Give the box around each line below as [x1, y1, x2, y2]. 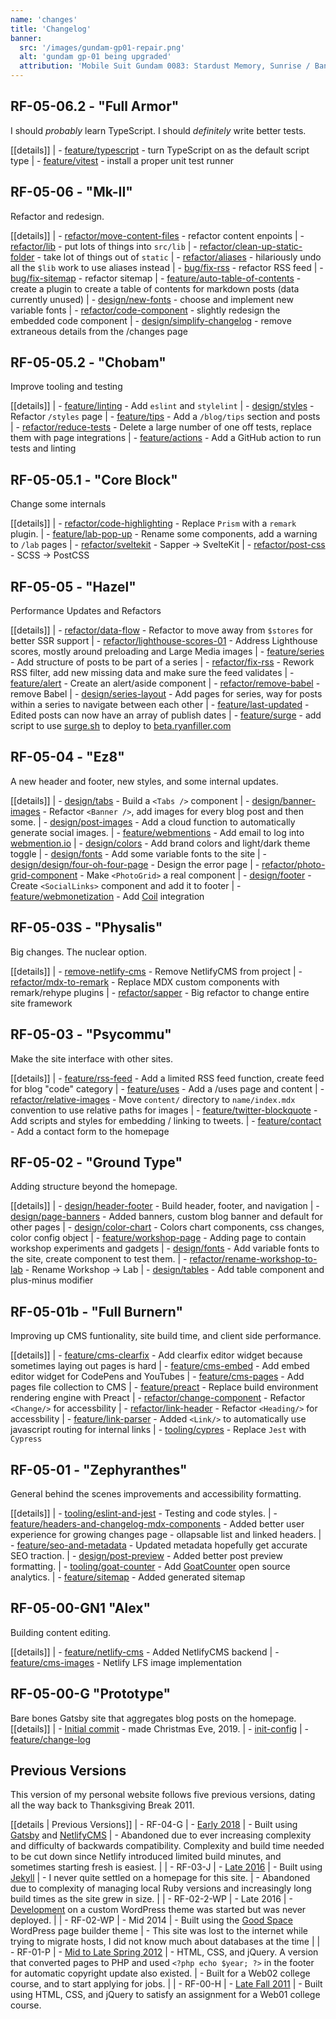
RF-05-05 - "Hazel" [10, 578, 137, 595]
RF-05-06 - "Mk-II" [10, 184, 133, 201]
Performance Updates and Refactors [10, 605, 162, 617]
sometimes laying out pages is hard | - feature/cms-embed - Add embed [10, 1360, 310, 1372]
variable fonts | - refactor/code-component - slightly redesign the [10, 304, 281, 316]
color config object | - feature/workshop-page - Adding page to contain [10, 1232, 307, 1244]
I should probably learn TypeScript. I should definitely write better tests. [10, 124, 307, 136]
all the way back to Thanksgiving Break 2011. [10, 1799, 195, 1811]
